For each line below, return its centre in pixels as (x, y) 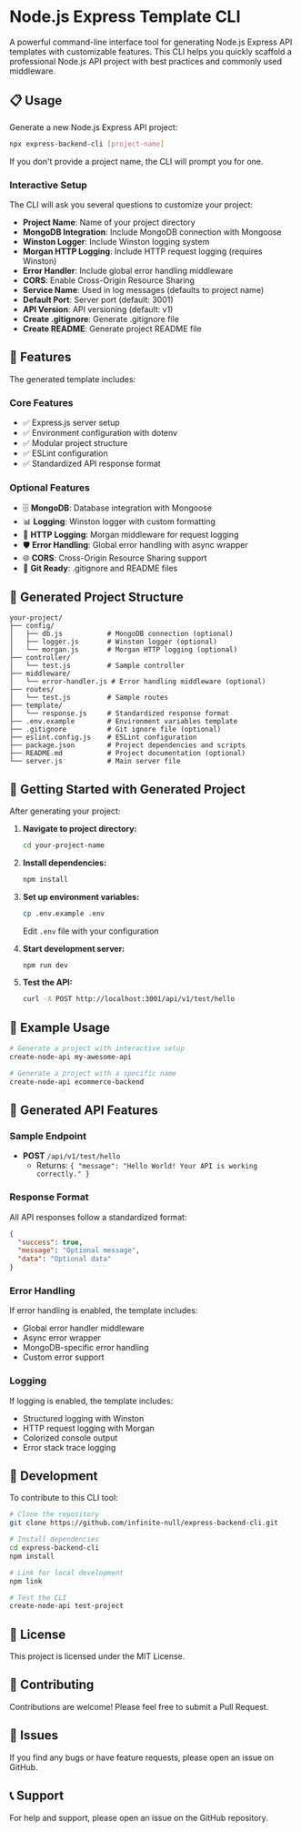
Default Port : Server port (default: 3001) (98, 299)
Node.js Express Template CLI (125, 17)
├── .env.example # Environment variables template (124, 722)
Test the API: (47, 982)
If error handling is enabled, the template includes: (104, 1311)
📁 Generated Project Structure (96, 597)
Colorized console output (70, 1437)
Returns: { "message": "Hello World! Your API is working (146, 1166)
